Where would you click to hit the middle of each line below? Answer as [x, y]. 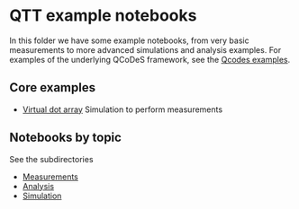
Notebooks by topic [65, 138]
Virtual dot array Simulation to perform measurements [122, 109]
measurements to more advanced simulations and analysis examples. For [145, 49]
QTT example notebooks [103, 16]
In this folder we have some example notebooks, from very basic [129, 40]
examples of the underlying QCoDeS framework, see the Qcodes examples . [150, 59]
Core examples [53, 87]
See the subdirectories [51, 159]
